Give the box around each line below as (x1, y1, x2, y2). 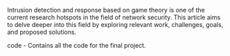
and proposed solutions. (7, 28, 77, 36)
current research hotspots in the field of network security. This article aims (7, 13, 221, 21)
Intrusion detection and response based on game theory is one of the (7, 6, 206, 14)
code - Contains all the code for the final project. (7, 41, 146, 49)
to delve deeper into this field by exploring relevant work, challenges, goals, (7, 21, 224, 28)
